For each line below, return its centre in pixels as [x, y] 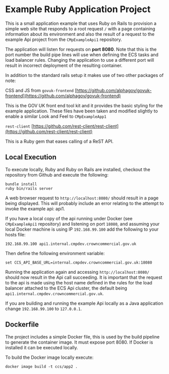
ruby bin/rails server [29, 188]
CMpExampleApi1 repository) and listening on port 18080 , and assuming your [82, 224]
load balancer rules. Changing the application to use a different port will [80, 60]
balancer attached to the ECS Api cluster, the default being [66, 288]
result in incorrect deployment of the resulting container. [64, 65]
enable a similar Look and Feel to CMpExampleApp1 [56, 116]
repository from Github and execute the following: [57, 175]
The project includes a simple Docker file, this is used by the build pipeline [82, 337]
